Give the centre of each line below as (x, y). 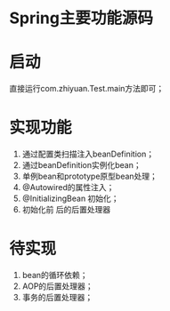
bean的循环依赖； (55, 275)
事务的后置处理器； (57, 297)
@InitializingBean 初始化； (70, 199)
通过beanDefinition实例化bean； (81, 165)
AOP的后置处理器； (57, 286)
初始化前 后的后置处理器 (66, 210)
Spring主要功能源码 (81, 18)
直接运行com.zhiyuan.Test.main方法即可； (87, 89)
